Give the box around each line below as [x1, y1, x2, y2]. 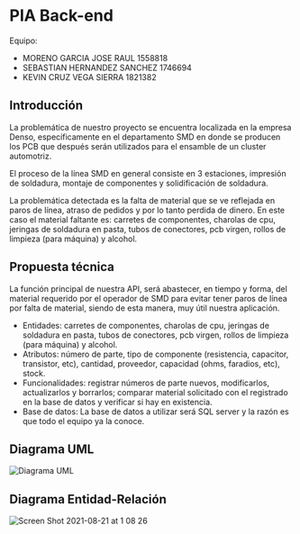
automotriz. [9, 150, 52, 161]
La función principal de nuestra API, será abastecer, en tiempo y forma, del [9, 283, 288, 294]
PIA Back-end [9, 5, 114, 26]
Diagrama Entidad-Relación [9, 492, 167, 507]
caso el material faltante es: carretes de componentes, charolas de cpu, [9, 213, 277, 225]
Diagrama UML [9, 441, 95, 457]
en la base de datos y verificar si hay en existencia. [22, 396, 214, 407]
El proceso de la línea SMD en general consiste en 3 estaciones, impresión [9, 167, 286, 178]
